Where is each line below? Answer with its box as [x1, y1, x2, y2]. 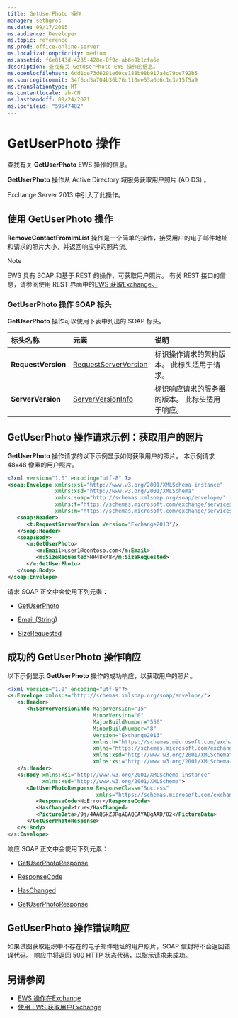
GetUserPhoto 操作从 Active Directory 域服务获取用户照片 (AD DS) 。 [7, 175, 210, 184]
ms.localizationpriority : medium [7, 50, 106, 57]
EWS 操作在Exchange [17, 994, 81, 1002]
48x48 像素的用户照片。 [7, 460, 78, 469]
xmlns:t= [55, 501, 81, 508]
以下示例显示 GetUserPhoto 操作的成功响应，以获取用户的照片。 [7, 671, 197, 680]
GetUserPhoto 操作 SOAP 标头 [7, 299, 112, 309]
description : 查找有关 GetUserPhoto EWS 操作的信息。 [7, 63, 159, 70]
